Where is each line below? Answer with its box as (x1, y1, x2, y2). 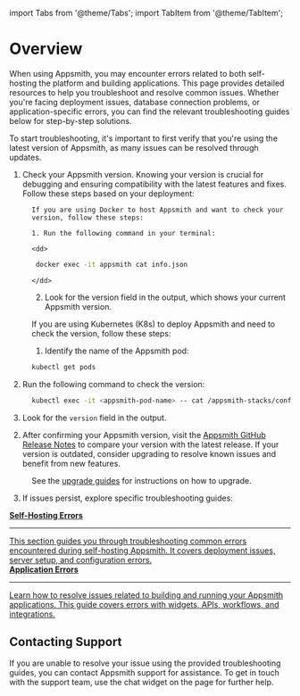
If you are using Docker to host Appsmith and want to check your (31, 205, 284, 214)
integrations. (9, 609, 56, 619)
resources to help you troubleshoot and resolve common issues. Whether (9, 87, 279, 97)
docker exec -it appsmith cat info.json (35, 260, 188, 269)
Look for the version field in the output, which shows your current (44, 292, 286, 302)
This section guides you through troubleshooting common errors (9, 535, 247, 546)
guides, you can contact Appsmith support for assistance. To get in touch (9, 667, 279, 678)
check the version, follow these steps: (31, 327, 171, 338)
